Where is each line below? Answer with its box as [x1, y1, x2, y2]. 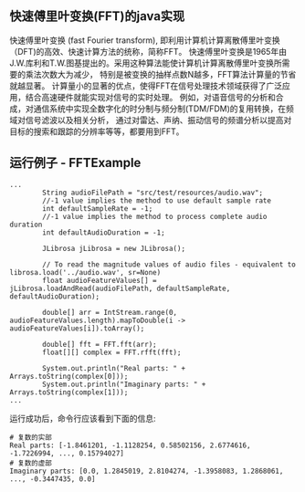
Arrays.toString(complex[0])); [9, 372, 129, 381]
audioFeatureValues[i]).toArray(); [9, 323, 145, 333]
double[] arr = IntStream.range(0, [42, 308, 178, 317]
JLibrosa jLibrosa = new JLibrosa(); [42, 244, 185, 253]
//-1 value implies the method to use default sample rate [42, 195, 272, 205]
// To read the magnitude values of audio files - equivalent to [42, 259, 297, 269]
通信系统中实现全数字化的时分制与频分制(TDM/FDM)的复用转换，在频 [33, 103, 295, 114]
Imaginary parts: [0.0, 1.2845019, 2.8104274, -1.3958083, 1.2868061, [9, 466, 284, 476]
